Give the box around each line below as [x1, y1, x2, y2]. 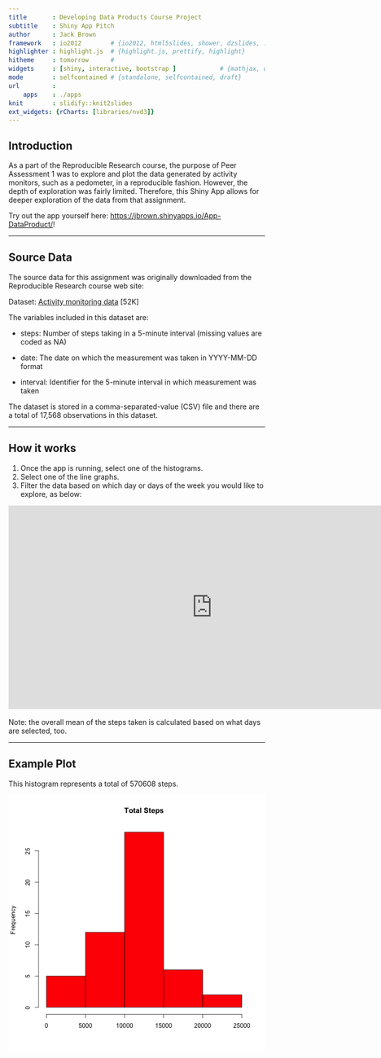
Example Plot [8, 757, 77, 771]
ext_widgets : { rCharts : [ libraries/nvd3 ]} [8, 108, 155, 116]
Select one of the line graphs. [20, 472, 120, 481]
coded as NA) [20, 336, 67, 346]
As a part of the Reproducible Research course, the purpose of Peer [8, 160, 238, 170]
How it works [8, 441, 77, 455]
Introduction [8, 138, 73, 152]
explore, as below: [20, 489, 82, 498]
